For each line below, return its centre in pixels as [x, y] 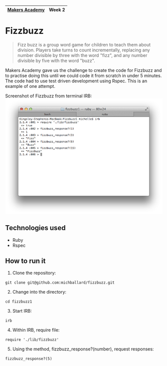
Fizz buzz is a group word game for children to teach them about [84, 44]
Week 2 [57, 9]
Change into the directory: [39, 292]
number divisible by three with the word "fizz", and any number [82, 55]
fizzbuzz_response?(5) [29, 359]
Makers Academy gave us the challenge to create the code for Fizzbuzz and [83, 70]
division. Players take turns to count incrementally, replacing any [84, 50]
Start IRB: [22, 311]
